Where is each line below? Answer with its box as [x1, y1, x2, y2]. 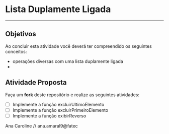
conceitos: [5, 48, 27, 54]
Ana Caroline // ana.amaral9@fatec [5, 122, 78, 129]
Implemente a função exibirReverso [12, 112, 87, 119]
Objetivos [5, 30, 36, 38]
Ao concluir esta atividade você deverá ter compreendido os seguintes [5, 43, 152, 49]
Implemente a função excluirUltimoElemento [12, 101, 105, 107]
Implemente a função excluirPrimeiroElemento [12, 107, 109, 113]
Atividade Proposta [5, 78, 67, 87]
